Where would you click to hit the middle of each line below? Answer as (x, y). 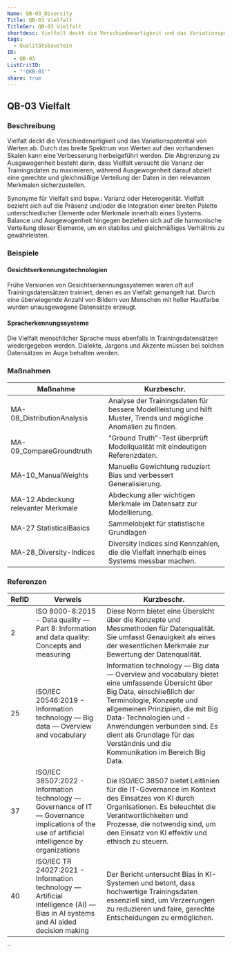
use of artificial (60, 832)
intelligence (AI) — (66, 905)
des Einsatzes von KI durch (151, 798)
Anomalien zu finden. (143, 427)
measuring (53, 654)
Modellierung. (130, 512)
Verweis (68, 599)
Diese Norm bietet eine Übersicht (161, 611)
